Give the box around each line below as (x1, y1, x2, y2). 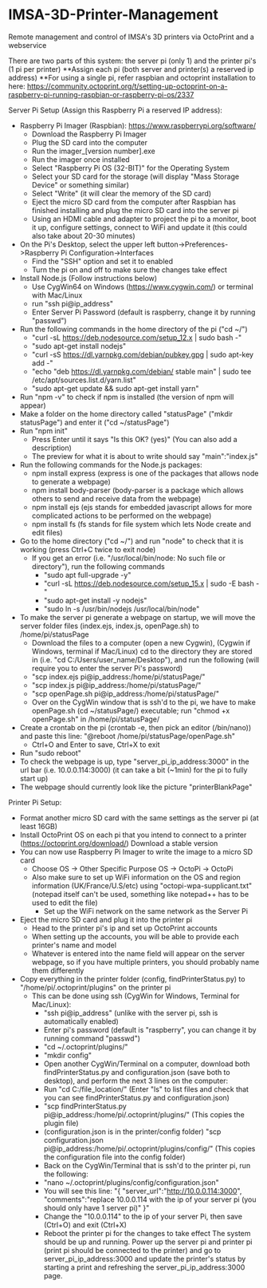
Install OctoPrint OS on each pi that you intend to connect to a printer (19, 830, 247, 840)
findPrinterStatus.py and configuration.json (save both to (43, 1067, 230, 1077)
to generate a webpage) (31, 476, 112, 486)
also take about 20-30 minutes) (31, 231, 135, 240)
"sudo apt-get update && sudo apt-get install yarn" (31, 383, 199, 393)
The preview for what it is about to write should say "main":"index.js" (31, 451, 258, 460)
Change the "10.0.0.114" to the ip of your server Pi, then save (43, 1211, 243, 1221)
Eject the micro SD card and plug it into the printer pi (19, 915, 193, 924)
